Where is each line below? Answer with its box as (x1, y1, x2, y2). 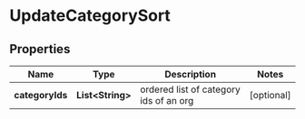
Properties (9, 41, 71, 57)
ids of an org (140, 95, 194, 106)
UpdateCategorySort (9, 5, 171, 26)
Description (164, 69, 216, 80)
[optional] (249, 89, 291, 101)
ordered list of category (140, 83, 241, 96)
